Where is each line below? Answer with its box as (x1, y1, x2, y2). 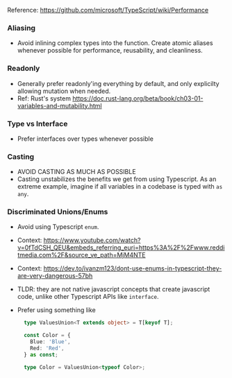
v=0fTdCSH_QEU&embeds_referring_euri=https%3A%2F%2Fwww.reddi (17, 243, 225, 252)
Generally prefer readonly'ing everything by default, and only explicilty (17, 79, 220, 87)
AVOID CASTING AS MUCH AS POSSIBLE (17, 168, 137, 176)
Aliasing (7, 23, 36, 33)
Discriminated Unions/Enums (7, 207, 108, 217)
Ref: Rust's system (17, 94, 72, 103)
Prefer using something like (17, 306, 96, 314)
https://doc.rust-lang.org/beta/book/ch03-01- (72, 94, 204, 103)
